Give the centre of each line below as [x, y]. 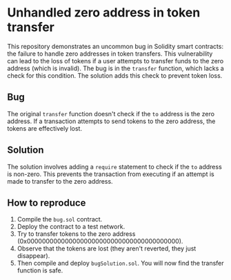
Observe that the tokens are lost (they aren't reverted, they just [107, 248]
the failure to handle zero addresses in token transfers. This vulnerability [110, 54]
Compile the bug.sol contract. [60, 219]
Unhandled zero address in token [104, 13]
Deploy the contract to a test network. [71, 227]
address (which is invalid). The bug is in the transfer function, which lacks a [115, 68]
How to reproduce [47, 203]
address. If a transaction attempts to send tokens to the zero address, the [111, 121]
